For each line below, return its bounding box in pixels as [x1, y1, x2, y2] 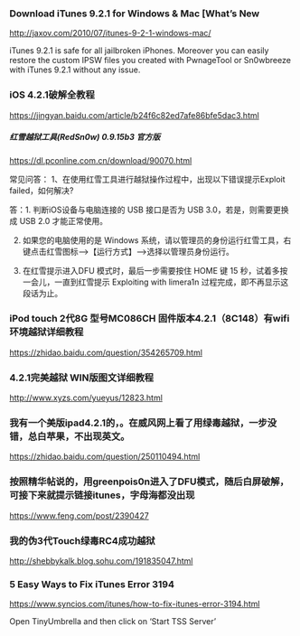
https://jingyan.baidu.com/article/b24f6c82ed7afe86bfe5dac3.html [9, 109, 259, 120]
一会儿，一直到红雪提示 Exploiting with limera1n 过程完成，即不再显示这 [22, 276, 289, 287]
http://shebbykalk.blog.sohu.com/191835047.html [9, 556, 193, 566]
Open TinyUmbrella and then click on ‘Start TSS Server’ [9, 616, 217, 627]
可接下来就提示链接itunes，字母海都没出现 [9, 489, 195, 501]
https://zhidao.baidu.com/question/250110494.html [9, 451, 201, 463]
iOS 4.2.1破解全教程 [9, 89, 95, 101]
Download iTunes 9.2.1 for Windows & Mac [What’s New [9, 7, 260, 20]
